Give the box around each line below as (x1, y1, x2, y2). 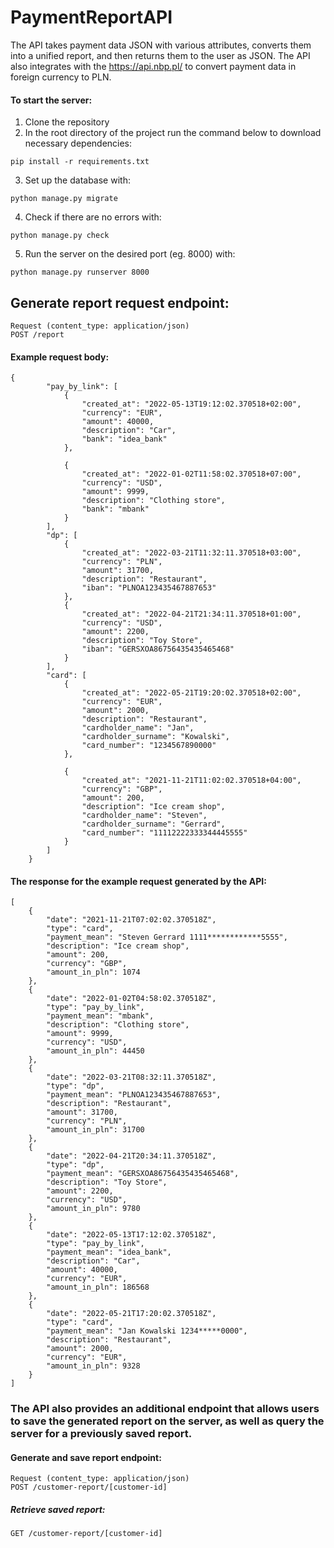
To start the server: (10, 94, 93, 106)
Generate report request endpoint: (10, 294, 230, 311)
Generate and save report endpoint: (10, 1451, 162, 1463)
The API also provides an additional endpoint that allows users (10, 1402, 320, 1416)
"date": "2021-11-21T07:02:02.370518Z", (46, 915, 217, 925)
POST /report (10, 329, 65, 340)
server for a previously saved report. (10, 1427, 193, 1441)
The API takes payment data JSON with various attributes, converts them (10, 39, 312, 51)
